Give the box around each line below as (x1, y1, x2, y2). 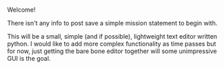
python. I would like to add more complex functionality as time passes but (7, 40, 216, 48)
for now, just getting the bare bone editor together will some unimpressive (7, 47, 217, 55)
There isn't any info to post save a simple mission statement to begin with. (7, 19, 218, 28)
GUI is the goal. (7, 55, 51, 63)
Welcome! (7, 6, 36, 14)
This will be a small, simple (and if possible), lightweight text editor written (7, 32, 218, 41)
